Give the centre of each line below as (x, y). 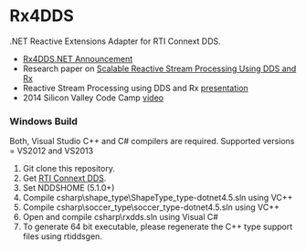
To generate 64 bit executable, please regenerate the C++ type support (158, 227)
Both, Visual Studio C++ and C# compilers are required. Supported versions (152, 141)
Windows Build (43, 121)
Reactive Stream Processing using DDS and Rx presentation (135, 88)
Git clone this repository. (69, 169)
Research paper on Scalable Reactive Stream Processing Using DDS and (159, 68)
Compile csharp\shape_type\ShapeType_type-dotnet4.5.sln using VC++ (158, 198)
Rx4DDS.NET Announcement (78, 58)
